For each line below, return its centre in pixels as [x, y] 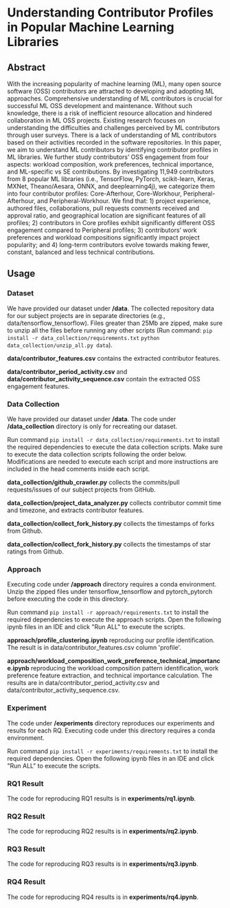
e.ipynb [18, 668]
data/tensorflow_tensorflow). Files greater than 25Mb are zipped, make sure [115, 323]
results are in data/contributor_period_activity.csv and [83, 683]
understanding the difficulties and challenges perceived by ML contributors [114, 128]
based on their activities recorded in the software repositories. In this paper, [114, 142]
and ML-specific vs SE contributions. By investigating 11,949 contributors [111, 171]
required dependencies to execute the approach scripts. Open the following [114, 620]
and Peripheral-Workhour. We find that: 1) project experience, [124, 201]
